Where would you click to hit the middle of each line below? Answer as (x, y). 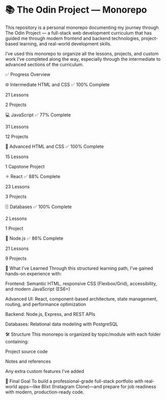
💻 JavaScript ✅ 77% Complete (38, 115)
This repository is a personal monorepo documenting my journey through (82, 27)
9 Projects (16, 258)
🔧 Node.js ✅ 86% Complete (34, 238)
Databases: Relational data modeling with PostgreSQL (62, 324)
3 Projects (16, 196)
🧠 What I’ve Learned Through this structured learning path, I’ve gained (79, 268)
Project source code (26, 351)
